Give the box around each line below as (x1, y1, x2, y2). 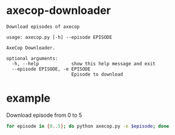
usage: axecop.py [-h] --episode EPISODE (6, 34, 113, 40)
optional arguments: (6, 55, 59, 61)
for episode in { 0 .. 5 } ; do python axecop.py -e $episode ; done (6, 123, 170, 129)
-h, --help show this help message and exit (12, 61, 156, 67)
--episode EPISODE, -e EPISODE (12, 66, 91, 72)
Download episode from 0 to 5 (6, 111, 82, 119)
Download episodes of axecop (6, 24, 80, 30)
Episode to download (71, 71, 123, 77)
